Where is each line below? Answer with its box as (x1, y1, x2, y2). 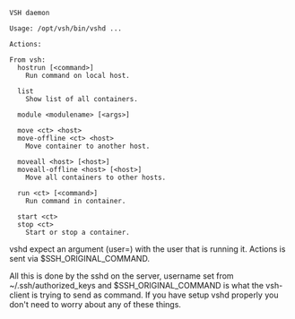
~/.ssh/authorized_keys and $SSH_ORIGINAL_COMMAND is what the (9, 280, 265, 290)
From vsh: (9, 56, 47, 65)
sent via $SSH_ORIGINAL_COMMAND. (9, 254, 151, 263)
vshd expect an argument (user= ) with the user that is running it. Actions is (9, 244, 286, 254)
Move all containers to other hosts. (25, 173, 167, 182)
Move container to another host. (25, 142, 151, 151)
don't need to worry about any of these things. (9, 299, 182, 309)
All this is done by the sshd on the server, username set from (9, 271, 235, 281)
